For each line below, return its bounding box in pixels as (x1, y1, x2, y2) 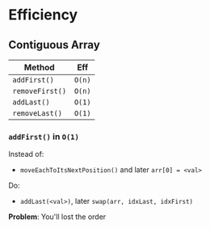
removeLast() (12, 109, 63, 118)
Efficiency (8, 6, 78, 24)
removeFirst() (12, 87, 67, 95)
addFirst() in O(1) (8, 131, 79, 142)
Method (23, 62, 55, 73)
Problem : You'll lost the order (8, 212, 107, 222)
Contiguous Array (8, 38, 101, 52)
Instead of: (8, 150, 44, 159)
